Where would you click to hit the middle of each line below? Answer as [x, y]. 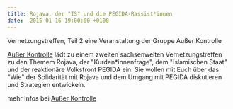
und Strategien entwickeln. [46, 84]
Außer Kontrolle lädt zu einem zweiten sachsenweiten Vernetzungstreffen [115, 54]
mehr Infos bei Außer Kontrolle [52, 98]
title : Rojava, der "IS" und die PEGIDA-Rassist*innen [90, 14]
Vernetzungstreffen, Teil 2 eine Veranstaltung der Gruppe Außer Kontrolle [114, 40]
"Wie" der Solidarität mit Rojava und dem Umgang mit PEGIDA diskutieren [115, 77]
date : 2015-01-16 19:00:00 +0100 [58, 21]
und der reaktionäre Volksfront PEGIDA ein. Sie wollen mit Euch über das [113, 69]
